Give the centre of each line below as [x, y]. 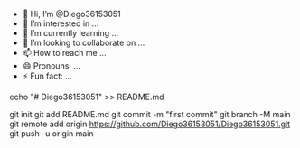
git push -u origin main [52, 134]
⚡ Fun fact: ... [47, 76]
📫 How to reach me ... [64, 53]
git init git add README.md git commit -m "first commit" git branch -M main [150, 114]
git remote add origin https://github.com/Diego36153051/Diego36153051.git [150, 124]
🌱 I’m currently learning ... [70, 33]
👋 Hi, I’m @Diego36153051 [71, 14]
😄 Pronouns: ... [52, 66]
